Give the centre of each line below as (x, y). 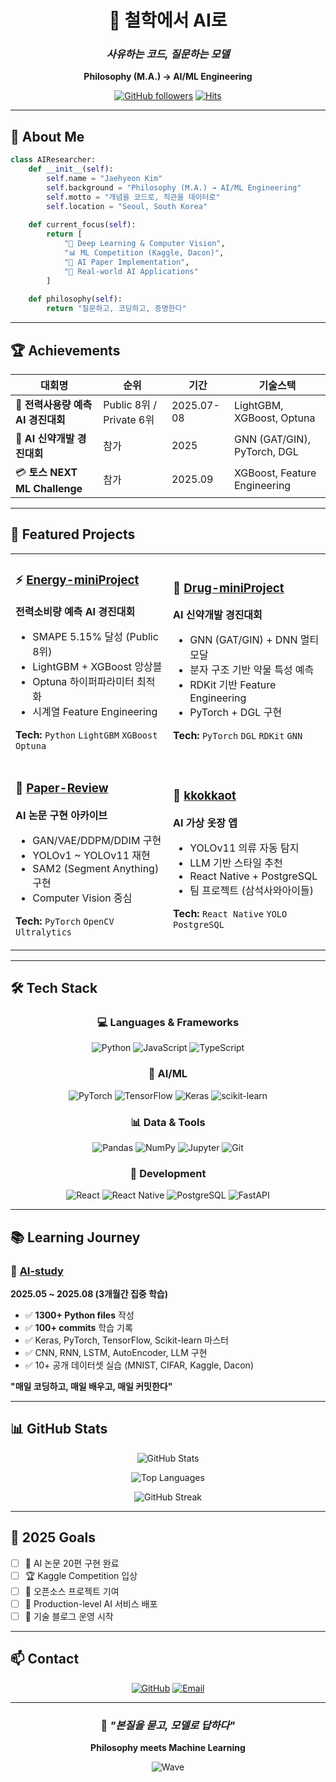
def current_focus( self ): (82, 225)
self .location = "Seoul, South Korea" (127, 206)
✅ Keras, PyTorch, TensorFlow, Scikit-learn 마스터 (126, 1340)
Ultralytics (44, 932)
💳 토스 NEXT (46, 472)
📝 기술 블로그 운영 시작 (69, 1616)
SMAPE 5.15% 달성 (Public (95, 636)
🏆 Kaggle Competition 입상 (81, 1575)
